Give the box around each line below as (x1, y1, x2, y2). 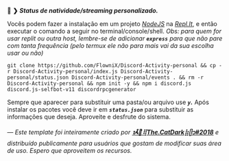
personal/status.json (7, 74, 69, 81)
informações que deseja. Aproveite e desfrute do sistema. (7, 113, 171, 121)
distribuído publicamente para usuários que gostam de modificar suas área (7, 139, 221, 147)
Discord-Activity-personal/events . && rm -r (71, 74, 204, 81)
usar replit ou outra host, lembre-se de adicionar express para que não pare (7, 34, 223, 42)
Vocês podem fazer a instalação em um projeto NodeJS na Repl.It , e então (7, 20, 217, 27)
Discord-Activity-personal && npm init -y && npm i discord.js (7, 80, 192, 87)
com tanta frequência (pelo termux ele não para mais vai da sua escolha (7, 42, 214, 49)
